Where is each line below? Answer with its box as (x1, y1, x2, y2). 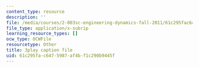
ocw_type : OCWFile (6, 36, 52, 42)
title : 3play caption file (6, 47, 73, 53)
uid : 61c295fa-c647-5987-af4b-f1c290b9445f (6, 53, 115, 59)
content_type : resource (6, 8, 65, 15)
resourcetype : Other (6, 42, 57, 48)
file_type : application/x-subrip (6, 25, 89, 31)
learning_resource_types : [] (6, 31, 78, 37)
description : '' (6, 14, 46, 20)
